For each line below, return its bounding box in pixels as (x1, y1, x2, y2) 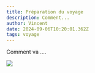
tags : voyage (6, 32, 40, 38)
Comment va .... (6, 48, 47, 55)
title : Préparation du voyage (6, 9, 84, 15)
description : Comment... (6, 15, 70, 21)
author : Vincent (6, 20, 48, 26)
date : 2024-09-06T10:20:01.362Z (6, 26, 89, 32)
